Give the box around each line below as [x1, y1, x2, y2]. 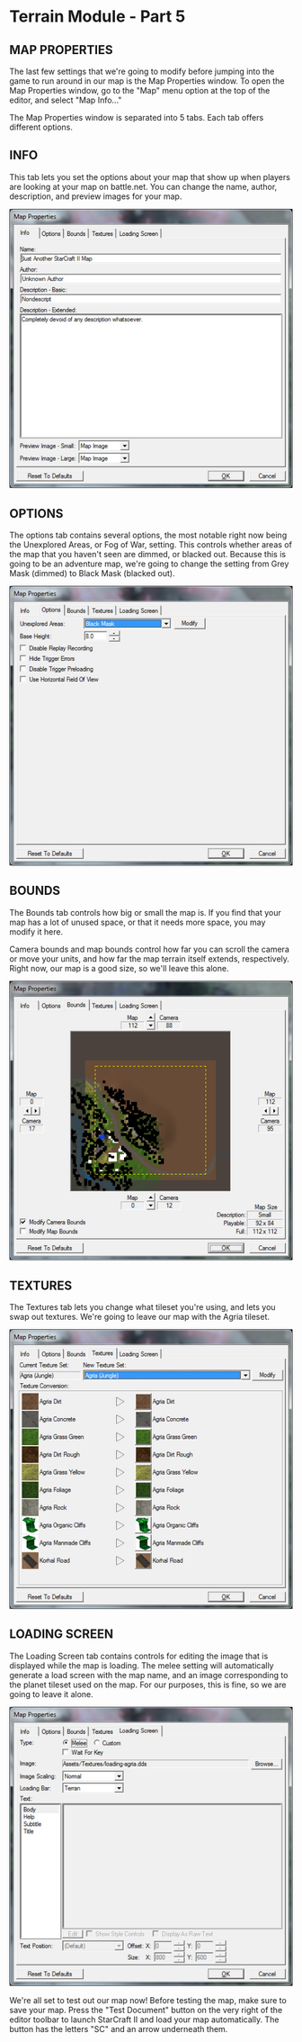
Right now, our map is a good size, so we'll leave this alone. [9, 962, 229, 973]
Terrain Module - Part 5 [9, 6, 186, 27]
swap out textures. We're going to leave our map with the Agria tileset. [9, 1312, 271, 1323]
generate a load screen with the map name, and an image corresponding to [9, 1669, 289, 1680]
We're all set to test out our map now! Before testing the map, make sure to [9, 1995, 288, 2006]
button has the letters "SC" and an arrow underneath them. [9, 2024, 228, 2035]
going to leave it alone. [9, 1688, 94, 1699]
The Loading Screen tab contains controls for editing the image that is [9, 1650, 269, 1661]
